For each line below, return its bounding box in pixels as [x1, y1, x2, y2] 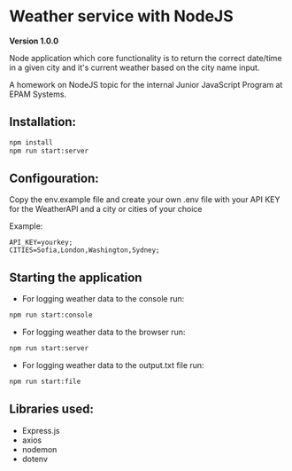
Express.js [21, 425, 60, 436]
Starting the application [9, 270, 142, 285]
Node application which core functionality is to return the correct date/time [9, 52, 282, 63]
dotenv [21, 453, 49, 464]
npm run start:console [9, 310, 93, 320]
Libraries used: [9, 402, 95, 417]
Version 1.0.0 [9, 35, 59, 46]
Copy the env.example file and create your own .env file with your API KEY [9, 194, 280, 205]
